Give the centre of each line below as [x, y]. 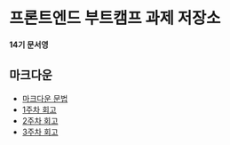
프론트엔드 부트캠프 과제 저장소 [115, 18]
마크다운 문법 [45, 98]
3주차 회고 [40, 132]
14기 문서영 [29, 44]
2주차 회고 [40, 120]
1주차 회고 [39, 109]
